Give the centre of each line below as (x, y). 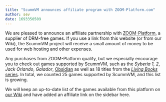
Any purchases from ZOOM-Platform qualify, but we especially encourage (81, 59)
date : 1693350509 (23, 19)
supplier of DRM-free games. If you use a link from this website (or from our (83, 38)
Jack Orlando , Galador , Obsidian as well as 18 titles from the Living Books (81, 69)
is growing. (17, 80)
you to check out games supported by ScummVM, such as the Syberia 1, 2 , (82, 64)
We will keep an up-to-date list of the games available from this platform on (83, 90)
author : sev (17, 14)
